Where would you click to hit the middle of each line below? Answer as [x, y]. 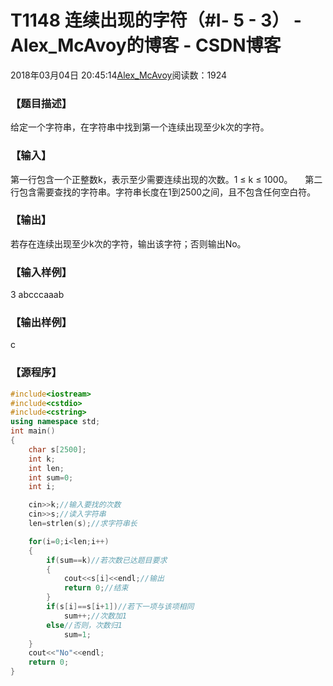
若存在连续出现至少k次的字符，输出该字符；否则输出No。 [128, 243]
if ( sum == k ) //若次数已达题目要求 [107, 560]
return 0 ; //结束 [96, 588]
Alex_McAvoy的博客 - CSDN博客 [146, 45]
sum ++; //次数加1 [95, 616]
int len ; [46, 468]
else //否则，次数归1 [84, 625]
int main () [33, 431]
